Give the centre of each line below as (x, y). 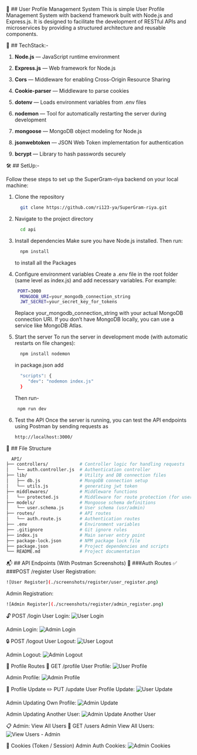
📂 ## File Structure (29, 448)
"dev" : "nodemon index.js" (61, 381)
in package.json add (39, 365)
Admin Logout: (24, 655)
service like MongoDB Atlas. (49, 326)
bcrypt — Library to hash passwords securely (70, 154)
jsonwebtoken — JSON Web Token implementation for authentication (99, 143)
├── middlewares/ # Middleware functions (72, 492)
